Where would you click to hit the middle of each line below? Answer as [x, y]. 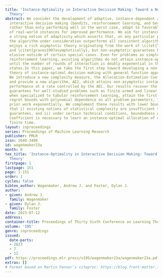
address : [14, 217]
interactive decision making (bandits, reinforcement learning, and [80, 23]
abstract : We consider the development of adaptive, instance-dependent [80, 18]
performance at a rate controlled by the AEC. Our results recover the [83, 86]
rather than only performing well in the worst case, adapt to [74, 28]
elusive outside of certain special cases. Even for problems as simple [84, 55]
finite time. [23, 122]
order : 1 [14, 177]
